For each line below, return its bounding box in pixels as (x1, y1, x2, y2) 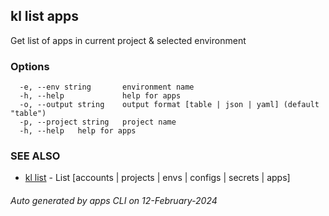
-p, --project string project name (19, 117, 177, 128)
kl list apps (10, 8, 80, 25)
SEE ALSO (10, 149, 61, 163)
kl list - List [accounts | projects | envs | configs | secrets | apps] (24, 172, 291, 184)
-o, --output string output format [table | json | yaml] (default (19, 100, 320, 110)
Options (10, 59, 50, 73)
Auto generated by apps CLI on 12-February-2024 (10, 195, 218, 206)
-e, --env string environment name (19, 82, 195, 93)
